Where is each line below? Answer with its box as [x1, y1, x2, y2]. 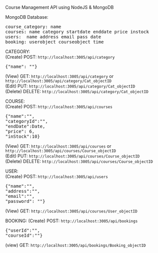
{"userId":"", [5, 228, 40, 233]
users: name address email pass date [5, 34, 101, 39]
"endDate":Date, [5, 123, 45, 129]
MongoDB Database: [5, 14, 49, 20]
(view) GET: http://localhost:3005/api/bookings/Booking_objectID [5, 242, 146, 248]
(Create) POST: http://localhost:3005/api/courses [5, 104, 113, 109]
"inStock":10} [5, 134, 40, 139]
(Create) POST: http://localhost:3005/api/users [5, 174, 109, 179]
